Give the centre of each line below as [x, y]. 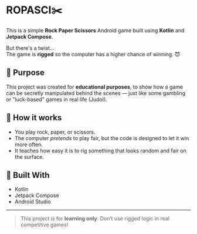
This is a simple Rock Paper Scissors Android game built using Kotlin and [95, 30]
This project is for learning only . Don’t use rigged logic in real [95, 219]
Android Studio [33, 202]
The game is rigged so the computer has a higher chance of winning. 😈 [93, 54]
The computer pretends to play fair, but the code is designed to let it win [102, 138]
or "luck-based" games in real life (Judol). [57, 99]
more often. [28, 144]
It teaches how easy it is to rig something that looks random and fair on [100, 150]
